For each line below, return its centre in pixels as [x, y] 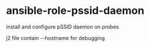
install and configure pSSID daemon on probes [63, 27]
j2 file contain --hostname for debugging [56, 38]
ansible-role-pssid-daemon [75, 11]
